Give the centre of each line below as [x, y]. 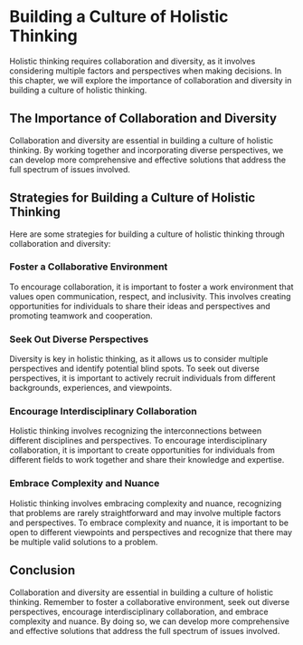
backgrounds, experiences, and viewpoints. [91, 388]
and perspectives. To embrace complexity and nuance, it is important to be [149, 523]
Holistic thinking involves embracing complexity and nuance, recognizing [146, 503]
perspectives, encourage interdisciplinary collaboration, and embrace [139, 611]
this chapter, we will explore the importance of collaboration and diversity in [151, 80]
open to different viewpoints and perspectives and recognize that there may [151, 532]
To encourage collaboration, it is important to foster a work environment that [151, 287]
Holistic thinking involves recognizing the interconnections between [136, 431]
